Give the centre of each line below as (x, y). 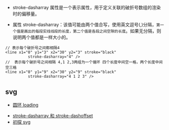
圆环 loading (26, 105)
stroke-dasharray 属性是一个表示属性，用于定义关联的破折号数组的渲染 (87, 7)
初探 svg (22, 122)
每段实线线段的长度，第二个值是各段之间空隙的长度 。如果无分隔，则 (98, 31)
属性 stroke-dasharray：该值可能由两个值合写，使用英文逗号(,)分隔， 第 (86, 25)
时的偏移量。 (26, 14)
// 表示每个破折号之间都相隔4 (32, 48)
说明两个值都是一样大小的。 (41, 37)
